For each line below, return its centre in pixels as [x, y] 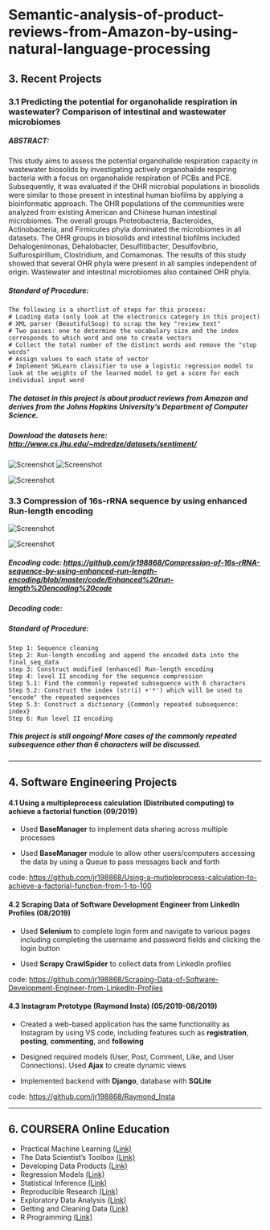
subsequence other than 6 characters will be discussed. [104, 745]
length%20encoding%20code [60, 588]
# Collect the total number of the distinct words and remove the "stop [133, 345]
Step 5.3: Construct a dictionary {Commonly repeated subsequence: [124, 704]
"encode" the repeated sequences [64, 697]
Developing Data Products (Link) [74, 1166]
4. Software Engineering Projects [93, 782]
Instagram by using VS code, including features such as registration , [134, 1032]
